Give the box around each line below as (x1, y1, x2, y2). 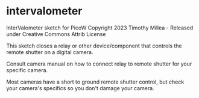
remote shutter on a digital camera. (6, 48, 93, 55)
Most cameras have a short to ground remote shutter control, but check (6, 78, 185, 85)
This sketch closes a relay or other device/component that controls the (6, 42, 182, 49)
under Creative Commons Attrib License (6, 30, 106, 37)
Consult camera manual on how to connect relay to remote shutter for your (6, 60, 192, 67)
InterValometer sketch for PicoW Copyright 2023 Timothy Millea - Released (6, 24, 194, 31)
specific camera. (6, 66, 48, 73)
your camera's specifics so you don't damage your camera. (6, 84, 155, 91)
